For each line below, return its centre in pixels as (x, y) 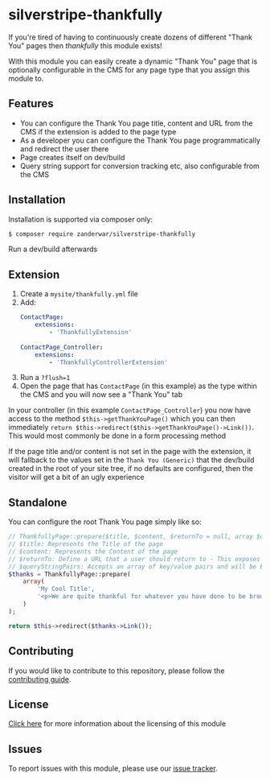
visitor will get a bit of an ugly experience (76, 477)
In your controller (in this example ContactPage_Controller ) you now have (130, 410)
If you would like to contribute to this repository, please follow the (117, 671)
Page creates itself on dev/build (72, 157)
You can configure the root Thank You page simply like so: (105, 522)
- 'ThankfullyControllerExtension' (109, 362)
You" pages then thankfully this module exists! (85, 45)
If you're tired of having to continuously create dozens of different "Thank (131, 37)
